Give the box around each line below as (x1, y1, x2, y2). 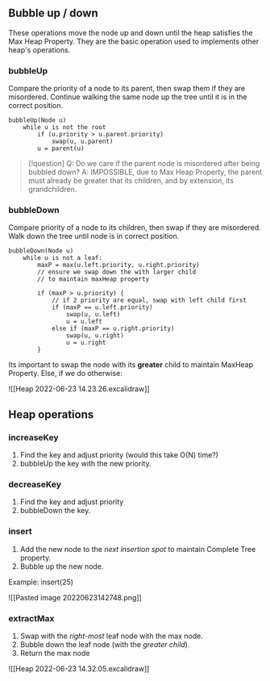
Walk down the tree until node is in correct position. (8, 232, 180, 241)
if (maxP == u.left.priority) (51, 303, 153, 311)
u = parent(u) (37, 144, 85, 152)
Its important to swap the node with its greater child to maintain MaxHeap (8, 360, 254, 370)
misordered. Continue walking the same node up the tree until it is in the (8, 92, 247, 102)
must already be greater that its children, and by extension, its (27, 176, 234, 186)
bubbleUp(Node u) (8, 116, 67, 124)
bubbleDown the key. (19, 506, 91, 516)
